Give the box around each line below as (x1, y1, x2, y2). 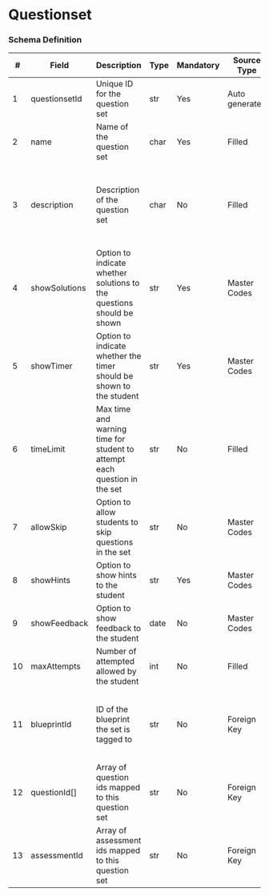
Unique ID (95, 78, 134, 90)
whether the (95, 351, 142, 362)
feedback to (95, 623, 142, 634)
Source (232, 54, 262, 66)
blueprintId (30, 719, 72, 730)
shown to (95, 380, 130, 392)
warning (95, 424, 127, 435)
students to (95, 516, 139, 528)
